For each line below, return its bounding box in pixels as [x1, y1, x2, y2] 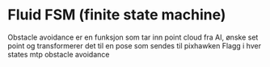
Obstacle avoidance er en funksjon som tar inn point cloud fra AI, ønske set [7, 32, 259, 42]
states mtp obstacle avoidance [7, 49, 110, 59]
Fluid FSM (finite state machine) [7, 6, 226, 24]
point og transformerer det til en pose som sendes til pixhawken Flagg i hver [7, 40, 262, 50]
